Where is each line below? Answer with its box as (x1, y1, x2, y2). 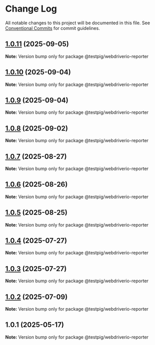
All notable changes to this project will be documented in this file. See (5, 20, 150, 26)
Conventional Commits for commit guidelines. (5, 25, 100, 31)
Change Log (5, 3, 57, 15)
